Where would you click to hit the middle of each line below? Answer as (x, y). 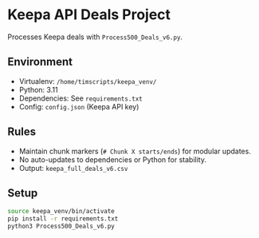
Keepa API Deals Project (89, 15)
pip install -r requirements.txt (63, 219)
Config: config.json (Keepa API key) (79, 106)
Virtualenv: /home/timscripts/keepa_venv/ (88, 81)
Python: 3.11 (38, 89)
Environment (40, 62)
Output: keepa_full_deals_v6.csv (73, 168)
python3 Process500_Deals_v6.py (61, 226)
